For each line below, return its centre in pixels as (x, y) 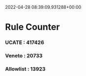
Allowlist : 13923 (25, 69)
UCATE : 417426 (25, 42)
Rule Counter (32, 27)
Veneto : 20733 (24, 56)
